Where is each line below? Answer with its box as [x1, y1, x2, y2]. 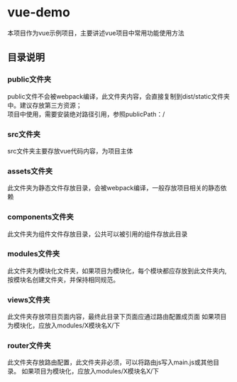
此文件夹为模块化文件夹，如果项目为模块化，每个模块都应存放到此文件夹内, [7, 266, 227, 275]
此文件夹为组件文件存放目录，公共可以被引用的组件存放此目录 [7, 229, 188, 238]
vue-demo [7, 4, 71, 21]
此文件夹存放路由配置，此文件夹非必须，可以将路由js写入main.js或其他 [7, 358, 214, 366]
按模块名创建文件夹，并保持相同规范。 [7, 275, 119, 284]
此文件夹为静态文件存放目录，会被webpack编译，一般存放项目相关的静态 [7, 184, 221, 192]
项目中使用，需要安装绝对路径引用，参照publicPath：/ [7, 109, 165, 118]
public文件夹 [7, 75, 52, 84]
